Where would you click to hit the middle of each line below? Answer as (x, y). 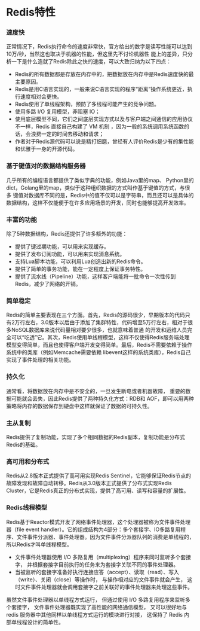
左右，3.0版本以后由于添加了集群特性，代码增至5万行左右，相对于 (106, 322)
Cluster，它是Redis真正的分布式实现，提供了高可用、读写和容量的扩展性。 (98, 490)
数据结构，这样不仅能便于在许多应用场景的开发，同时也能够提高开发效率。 (98, 202)
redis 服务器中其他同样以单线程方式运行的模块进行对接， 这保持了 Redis (95, 614)
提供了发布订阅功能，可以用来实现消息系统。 (70, 254)
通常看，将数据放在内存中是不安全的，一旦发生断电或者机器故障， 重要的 (96, 391)
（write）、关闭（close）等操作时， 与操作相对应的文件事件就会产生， (100, 579)
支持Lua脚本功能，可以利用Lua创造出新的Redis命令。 (80, 261)
